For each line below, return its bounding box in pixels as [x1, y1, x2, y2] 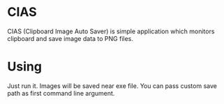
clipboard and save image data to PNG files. [7, 34, 134, 42]
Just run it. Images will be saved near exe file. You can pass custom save [7, 81, 218, 90]
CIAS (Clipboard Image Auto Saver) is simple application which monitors [7, 27, 215, 35]
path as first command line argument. [7, 89, 115, 97]
